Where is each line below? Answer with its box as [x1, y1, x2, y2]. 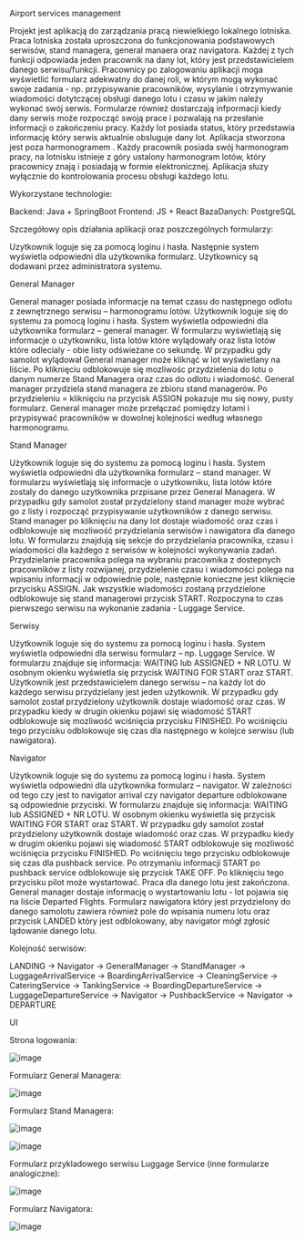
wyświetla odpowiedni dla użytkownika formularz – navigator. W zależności [9, 780, 292, 791]
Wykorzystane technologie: [9, 189, 113, 199]
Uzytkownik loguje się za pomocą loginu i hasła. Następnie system [9, 242, 259, 252]
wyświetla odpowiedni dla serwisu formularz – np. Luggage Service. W [9, 647, 276, 658]
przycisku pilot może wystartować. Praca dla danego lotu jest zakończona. [9, 877, 290, 887]
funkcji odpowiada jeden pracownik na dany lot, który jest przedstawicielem [9, 55, 294, 65]
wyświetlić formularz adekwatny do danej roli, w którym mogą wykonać [9, 74, 279, 85]
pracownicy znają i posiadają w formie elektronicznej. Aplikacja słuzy [9, 161, 269, 171]
